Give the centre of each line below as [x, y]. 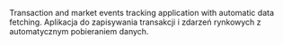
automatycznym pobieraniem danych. [79, 31]
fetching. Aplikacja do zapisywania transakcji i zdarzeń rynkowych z [136, 22]
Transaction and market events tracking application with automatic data [141, 13]
